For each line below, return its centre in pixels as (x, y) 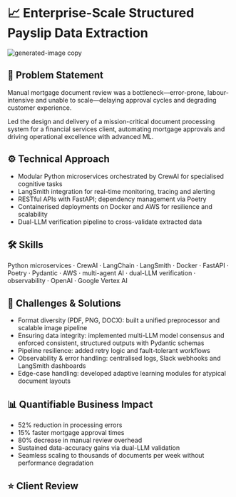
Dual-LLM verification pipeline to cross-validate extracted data (110, 222)
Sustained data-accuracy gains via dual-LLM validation (99, 448)
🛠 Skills (26, 245)
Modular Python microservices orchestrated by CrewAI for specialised (121, 176)
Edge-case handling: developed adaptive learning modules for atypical (122, 374)
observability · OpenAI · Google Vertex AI (68, 281)
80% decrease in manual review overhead (80, 440)
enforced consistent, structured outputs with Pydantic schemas (111, 343)
